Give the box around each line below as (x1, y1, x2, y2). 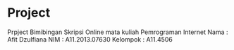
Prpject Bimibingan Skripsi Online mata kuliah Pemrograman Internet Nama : (7, 28, 228, 36)
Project (7, 5, 51, 21)
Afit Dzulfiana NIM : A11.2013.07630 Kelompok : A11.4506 (7, 35, 173, 43)
